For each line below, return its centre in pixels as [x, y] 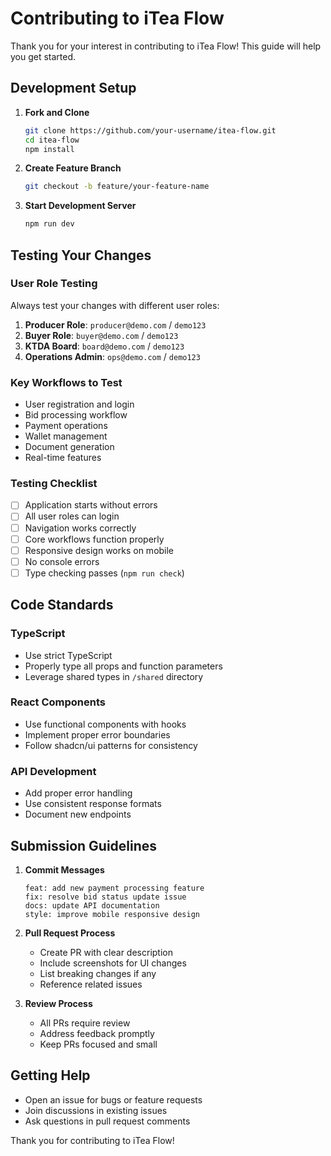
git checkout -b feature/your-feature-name [117, 187]
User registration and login [79, 404]
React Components [58, 702]
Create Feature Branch [73, 168]
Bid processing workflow [76, 415]
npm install [49, 149]
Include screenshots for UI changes [113, 963]
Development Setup [73, 88]
